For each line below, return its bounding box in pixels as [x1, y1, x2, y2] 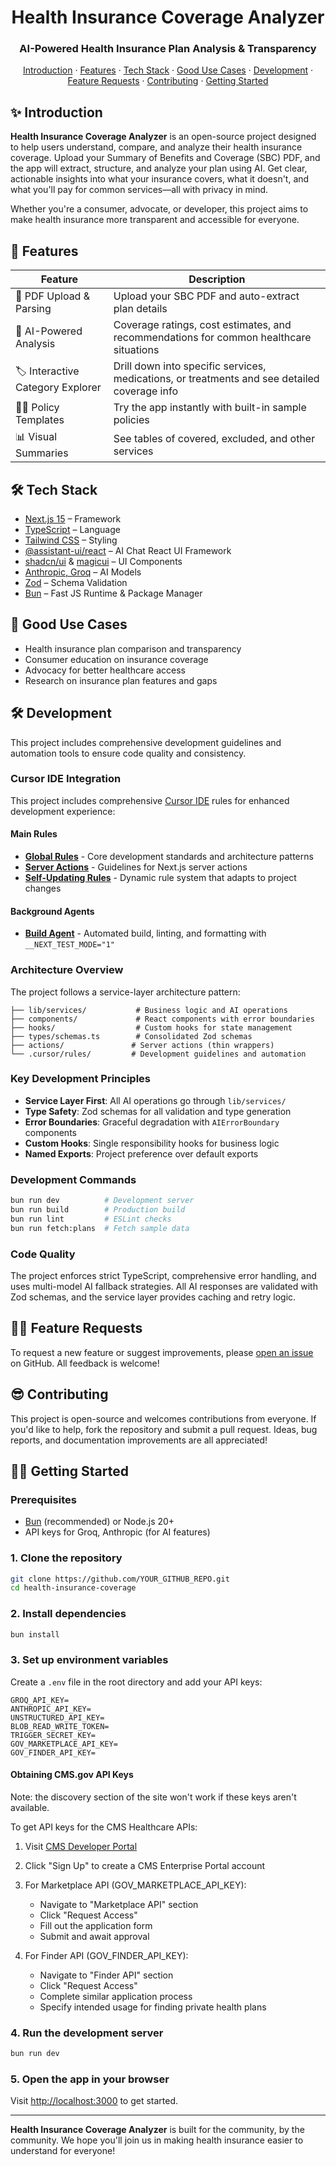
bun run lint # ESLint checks [10, 1214, 172, 1224]
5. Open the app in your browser [10, 2072, 170, 2086]
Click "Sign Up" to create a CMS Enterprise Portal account [24, 1859, 266, 1871]
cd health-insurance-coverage [10, 1583, 137, 1593]
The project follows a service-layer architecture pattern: [10, 986, 241, 998]
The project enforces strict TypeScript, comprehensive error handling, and [10, 1269, 317, 1281]
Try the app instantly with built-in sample [113, 401, 307, 415]
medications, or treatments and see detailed [113, 372, 320, 386]
